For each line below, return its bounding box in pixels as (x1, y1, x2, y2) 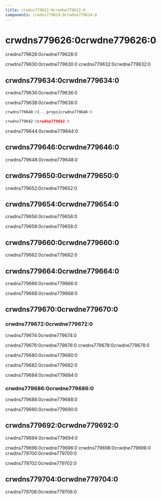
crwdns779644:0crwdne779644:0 (5, 128, 78, 134)
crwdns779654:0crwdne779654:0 (5, 200, 119, 209)
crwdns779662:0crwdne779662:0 (5, 252, 78, 258)
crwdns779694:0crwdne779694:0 (5, 434, 78, 441)
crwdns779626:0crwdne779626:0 (5, 34, 157, 46)
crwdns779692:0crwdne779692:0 (5, 421, 119, 430)
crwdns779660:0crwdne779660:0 (5, 238, 119, 247)
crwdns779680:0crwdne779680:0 (5, 352, 78, 358)
